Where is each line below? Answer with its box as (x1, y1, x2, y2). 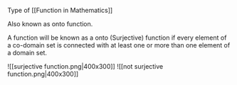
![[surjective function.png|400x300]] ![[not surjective (7, 62, 164, 70)
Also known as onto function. (7, 20, 93, 28)
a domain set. (7, 49, 48, 57)
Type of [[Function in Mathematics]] (7, 6, 113, 14)
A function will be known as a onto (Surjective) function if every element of (7, 33, 227, 42)
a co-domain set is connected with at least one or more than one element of (7, 41, 231, 49)
